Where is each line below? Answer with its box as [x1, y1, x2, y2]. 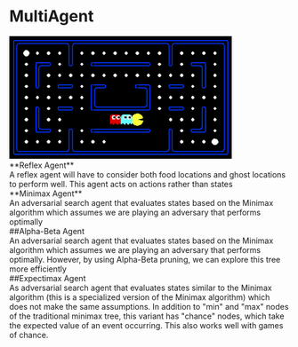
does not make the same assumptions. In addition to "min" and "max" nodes [9, 301, 289, 312]
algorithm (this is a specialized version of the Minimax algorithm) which [9, 291, 270, 303]
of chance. [9, 329, 49, 340]
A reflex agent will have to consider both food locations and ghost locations [9, 169, 286, 179]
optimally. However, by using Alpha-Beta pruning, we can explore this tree [9, 254, 281, 264]
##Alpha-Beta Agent [9, 225, 85, 236]
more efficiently [9, 264, 67, 274]
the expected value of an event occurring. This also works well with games [9, 319, 284, 330]
